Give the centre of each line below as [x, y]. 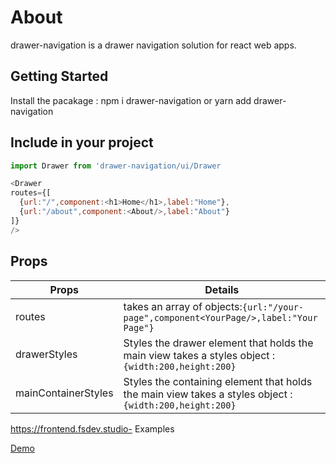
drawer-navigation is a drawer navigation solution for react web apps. [153, 45]
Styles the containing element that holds [218, 381]
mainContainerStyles [64, 393]
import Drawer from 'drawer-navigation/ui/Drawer [116, 166]
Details [222, 289]
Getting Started [59, 76]
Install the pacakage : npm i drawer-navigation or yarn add [131, 100]
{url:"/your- [273, 307]
